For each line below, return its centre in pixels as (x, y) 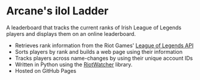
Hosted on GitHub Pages (46, 70)
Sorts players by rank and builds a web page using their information (99, 51)
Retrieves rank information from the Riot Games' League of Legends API (104, 45)
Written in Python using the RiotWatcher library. (74, 64)
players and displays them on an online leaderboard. (71, 33)
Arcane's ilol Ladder (57, 11)
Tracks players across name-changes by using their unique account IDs (104, 58)
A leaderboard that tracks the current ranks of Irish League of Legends (94, 27)
